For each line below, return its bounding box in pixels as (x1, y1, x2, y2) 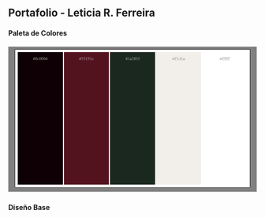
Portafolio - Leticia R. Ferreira (8, 6, 155, 20)
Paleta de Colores (8, 28, 68, 38)
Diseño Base (8, 202, 50, 212)
